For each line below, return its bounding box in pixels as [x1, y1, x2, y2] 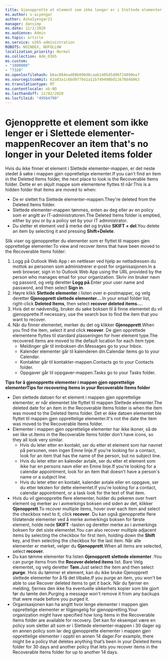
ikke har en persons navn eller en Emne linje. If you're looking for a [19, 463, 156, 470]
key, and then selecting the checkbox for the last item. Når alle [12, 538, 141, 544]
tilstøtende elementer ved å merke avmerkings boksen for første [12, 517, 145, 523]
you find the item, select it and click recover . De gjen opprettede [12, 327, 146, 333]
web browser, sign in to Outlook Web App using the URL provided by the [12, 269, 162, 275]
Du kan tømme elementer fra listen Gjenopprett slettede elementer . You [12, 554, 162, 560]
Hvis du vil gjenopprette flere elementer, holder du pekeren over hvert [12, 495, 156, 501]
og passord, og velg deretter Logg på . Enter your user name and [12, 279, 144, 285]
